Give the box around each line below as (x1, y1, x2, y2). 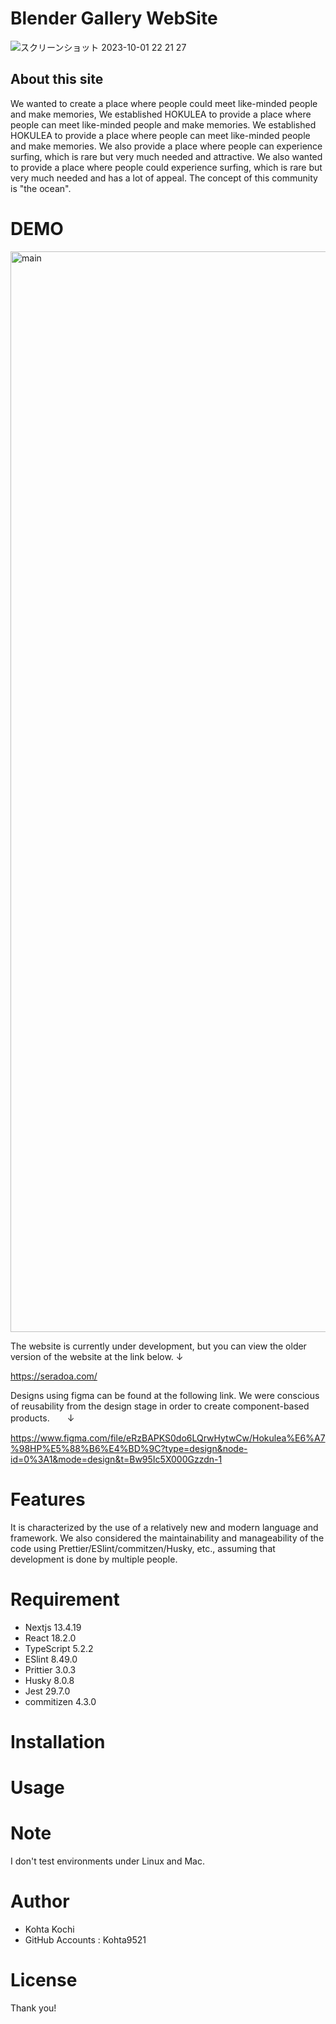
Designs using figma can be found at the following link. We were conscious (10, 1389, 320, 1401)
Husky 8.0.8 (24, 1674, 75, 1686)
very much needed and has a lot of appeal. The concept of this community (10, 172, 318, 184)
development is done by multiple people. (10, 1553, 178, 1565)
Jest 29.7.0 (24, 1685, 71, 1697)
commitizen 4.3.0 (24, 1695, 97, 1707)
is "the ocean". (10, 182, 72, 194)
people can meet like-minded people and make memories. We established (10, 118, 317, 131)
